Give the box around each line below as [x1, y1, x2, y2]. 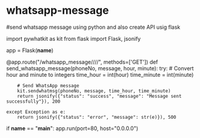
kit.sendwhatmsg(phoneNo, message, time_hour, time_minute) [17, 88, 171, 94]
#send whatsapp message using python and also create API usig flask [6, 23, 181, 31]
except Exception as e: [6, 109, 66, 115]
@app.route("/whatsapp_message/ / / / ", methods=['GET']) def [6, 58, 158, 65]
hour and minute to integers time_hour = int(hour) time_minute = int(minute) [6, 71, 194, 78]
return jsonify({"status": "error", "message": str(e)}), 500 [17, 114, 177, 120]
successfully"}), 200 [6, 98, 61, 104]
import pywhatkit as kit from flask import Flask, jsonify [6, 35, 141, 42]
